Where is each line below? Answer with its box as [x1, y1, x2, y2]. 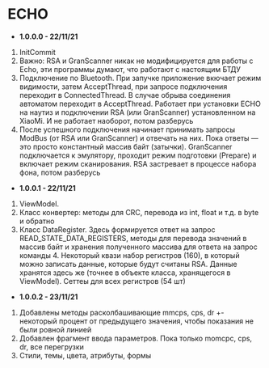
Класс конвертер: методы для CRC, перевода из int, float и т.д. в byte [19, 207, 259, 217]
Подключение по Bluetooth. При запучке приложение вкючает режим [19, 73, 262, 82]
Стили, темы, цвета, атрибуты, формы [19, 350, 152, 360]
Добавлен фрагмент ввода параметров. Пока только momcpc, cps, [19, 333, 252, 343]
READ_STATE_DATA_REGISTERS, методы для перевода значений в [19, 233, 247, 243]
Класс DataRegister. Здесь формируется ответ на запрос [19, 224, 216, 235]
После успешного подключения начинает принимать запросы [19, 125, 236, 134]
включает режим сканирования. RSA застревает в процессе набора [19, 159, 257, 168]
